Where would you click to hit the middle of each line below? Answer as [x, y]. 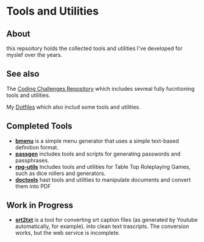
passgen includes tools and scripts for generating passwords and [98, 154]
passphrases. [32, 160]
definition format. [37, 147]
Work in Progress [40, 205]
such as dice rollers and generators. [60, 173]
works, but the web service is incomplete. [68, 233]
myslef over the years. [34, 55]
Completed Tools [39, 126]
